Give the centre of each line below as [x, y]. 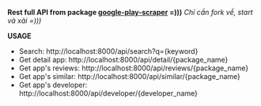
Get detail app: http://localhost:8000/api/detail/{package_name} [123, 60]
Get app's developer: [53, 85]
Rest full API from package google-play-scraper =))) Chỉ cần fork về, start [130, 12]
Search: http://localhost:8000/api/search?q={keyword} [108, 51]
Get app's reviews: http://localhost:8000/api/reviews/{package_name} [134, 68]
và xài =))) [25, 21]
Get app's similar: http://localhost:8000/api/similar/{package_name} [129, 76]
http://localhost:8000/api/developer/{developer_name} [108, 93]
